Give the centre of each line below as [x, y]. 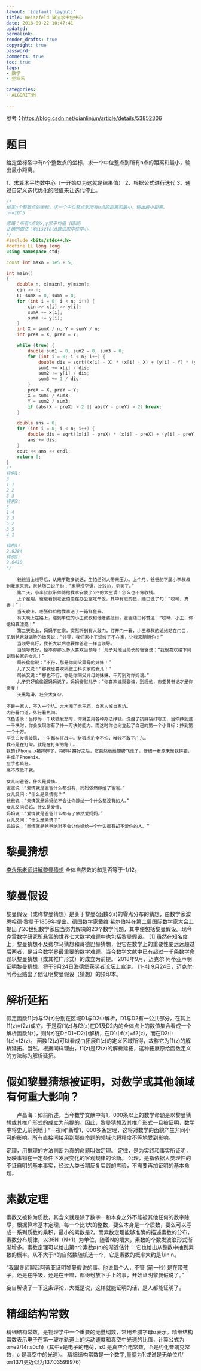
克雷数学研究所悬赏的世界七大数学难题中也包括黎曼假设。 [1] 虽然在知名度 [97, 936]
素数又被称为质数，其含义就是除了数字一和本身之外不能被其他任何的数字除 [98, 1217]
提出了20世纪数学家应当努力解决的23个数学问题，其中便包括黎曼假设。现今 [99, 929]
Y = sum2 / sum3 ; [49, 401]
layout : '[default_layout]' [41, 12]
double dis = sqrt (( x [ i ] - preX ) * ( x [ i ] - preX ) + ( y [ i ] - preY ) [112, 435]
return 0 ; [29, 457]
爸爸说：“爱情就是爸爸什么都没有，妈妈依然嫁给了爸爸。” [66, 788]
